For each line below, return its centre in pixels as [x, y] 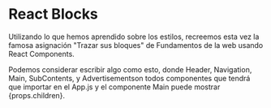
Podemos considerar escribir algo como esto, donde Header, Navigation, [130, 69]
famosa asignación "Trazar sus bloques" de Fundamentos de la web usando [136, 45]
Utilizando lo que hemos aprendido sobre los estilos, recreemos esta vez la [134, 37]
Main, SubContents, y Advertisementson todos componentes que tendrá [129, 78]
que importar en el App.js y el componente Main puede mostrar [114, 87]
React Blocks [54, 14]
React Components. [41, 54]
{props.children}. [37, 95]
